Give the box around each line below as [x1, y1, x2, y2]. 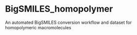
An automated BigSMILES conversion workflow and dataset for [5, 19, 132, 25]
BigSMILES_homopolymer [5, 3, 114, 15]
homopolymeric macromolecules [5, 24, 71, 30]
